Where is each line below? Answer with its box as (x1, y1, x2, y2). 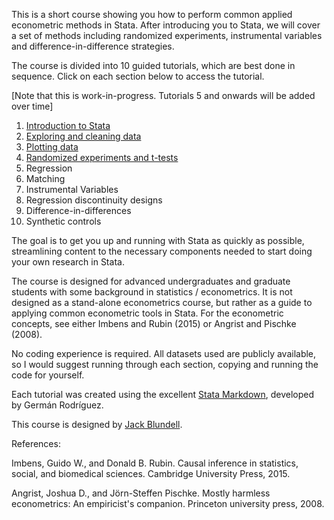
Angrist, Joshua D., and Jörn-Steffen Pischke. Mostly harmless (11, 487, 271, 499)
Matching (25, 173, 66, 184)
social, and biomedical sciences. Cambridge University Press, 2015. (11, 468, 291, 479)
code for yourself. (11, 369, 85, 381)
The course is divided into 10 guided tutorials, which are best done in (11, 60, 296, 71)
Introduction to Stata (25, 120, 111, 131)
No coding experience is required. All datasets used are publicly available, (11, 348, 317, 359)
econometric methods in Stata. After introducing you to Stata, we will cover (11, 19, 321, 31)
